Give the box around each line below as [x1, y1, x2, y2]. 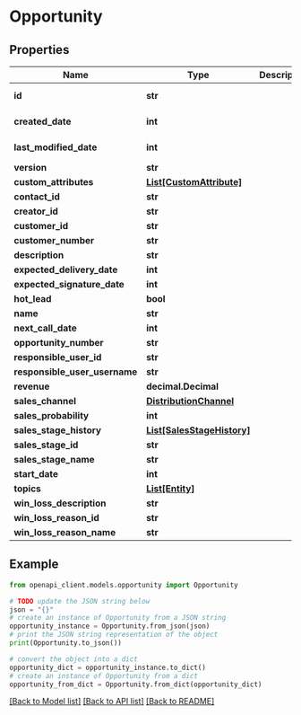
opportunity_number [13, 337, 105, 349]
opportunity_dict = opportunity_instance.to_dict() [9, 663, 206, 672]
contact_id [13, 190, 60, 203]
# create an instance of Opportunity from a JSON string [9, 613, 227, 622]
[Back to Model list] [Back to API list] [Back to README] [9, 696, 215, 707]
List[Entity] [146, 482, 195, 495]
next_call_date [13, 322, 78, 334]
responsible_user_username [13, 366, 138, 378]
